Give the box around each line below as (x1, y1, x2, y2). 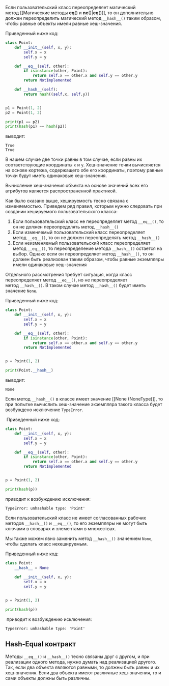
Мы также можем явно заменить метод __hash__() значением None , (5, 535, 153, 541)
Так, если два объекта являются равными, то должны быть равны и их (5, 664, 160, 670)
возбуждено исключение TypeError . (5, 407, 83, 413)
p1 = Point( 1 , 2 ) (5, 105, 42, 110)
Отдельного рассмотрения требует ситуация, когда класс (5, 272, 132, 278)
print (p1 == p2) (5, 119, 40, 124)
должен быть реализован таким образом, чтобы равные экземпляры (12, 256, 164, 263)
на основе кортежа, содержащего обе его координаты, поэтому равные (5, 167, 163, 174)
